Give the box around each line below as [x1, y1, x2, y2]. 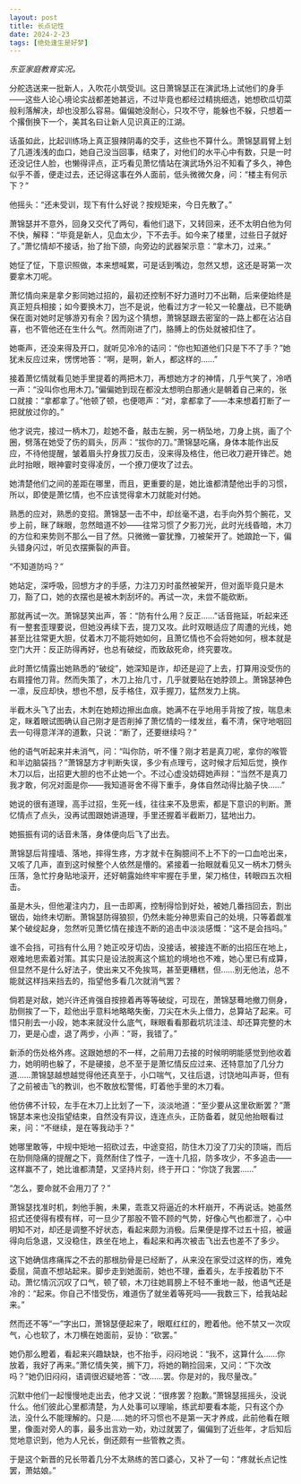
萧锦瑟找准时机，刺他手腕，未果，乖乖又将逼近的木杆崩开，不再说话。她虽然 [9, 1202, 292, 1212]
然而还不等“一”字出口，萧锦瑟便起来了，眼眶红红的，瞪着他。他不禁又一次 [9, 1318, 284, 1329]
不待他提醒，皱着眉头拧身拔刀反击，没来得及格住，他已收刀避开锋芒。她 [24, 448, 292, 459]
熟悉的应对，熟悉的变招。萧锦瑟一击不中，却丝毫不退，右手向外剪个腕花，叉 [9, 508, 292, 520]
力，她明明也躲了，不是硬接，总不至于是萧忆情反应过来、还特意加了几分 [9, 1058, 276, 1069]
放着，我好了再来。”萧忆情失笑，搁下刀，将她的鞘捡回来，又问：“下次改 [9, 1359, 271, 1371]
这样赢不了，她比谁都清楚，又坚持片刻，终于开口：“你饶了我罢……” [9, 1164, 257, 1175]
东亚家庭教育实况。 [9, 64, 81, 74]
